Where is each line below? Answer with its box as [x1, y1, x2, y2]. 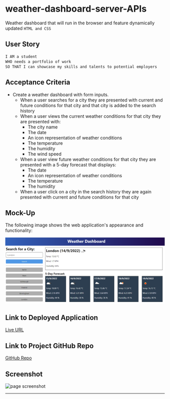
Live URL [5, 327, 24, 333]
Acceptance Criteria [5, 78, 70, 87]
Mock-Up [5, 209, 35, 217]
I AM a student [5, 54, 37, 59]
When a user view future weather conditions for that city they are [20, 156, 156, 162]
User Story [5, 40, 40, 49]
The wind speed [27, 151, 62, 157]
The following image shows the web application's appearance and [5, 222, 144, 228]
